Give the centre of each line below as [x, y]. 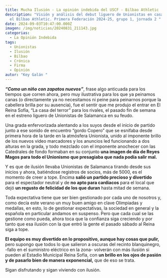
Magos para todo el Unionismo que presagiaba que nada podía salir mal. [81, 157]
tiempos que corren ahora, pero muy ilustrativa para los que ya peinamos [80, 94]
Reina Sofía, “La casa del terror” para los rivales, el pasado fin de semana [81, 110]
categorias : [17, 33]
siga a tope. [17, 229]
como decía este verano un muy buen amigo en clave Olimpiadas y [74, 203]
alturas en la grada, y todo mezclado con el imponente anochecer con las [80, 146]
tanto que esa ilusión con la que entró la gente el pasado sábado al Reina [80, 224]
